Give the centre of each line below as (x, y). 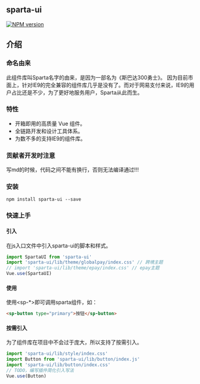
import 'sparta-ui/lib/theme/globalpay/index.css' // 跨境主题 (84, 262)
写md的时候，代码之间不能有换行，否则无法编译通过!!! (73, 170)
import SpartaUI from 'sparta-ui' (49, 257)
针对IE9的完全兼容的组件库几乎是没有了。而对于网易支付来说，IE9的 (105, 85)
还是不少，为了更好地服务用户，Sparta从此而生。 (82, 92)
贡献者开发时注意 (31, 155)
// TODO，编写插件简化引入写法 (40, 370)
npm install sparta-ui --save (44, 199)
